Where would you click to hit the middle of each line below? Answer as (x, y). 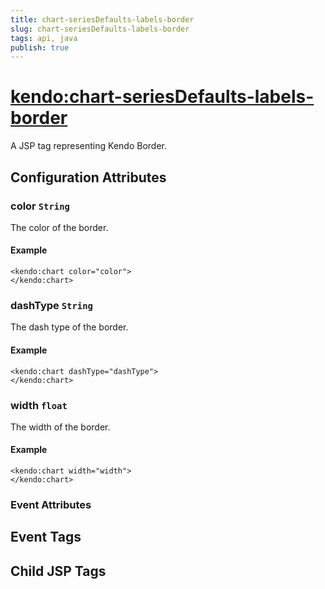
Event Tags (46, 537)
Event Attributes (51, 504)
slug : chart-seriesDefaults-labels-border (100, 29)
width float (39, 405)
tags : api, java (44, 38)
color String (40, 206)
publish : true (40, 47)
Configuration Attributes (88, 177)
